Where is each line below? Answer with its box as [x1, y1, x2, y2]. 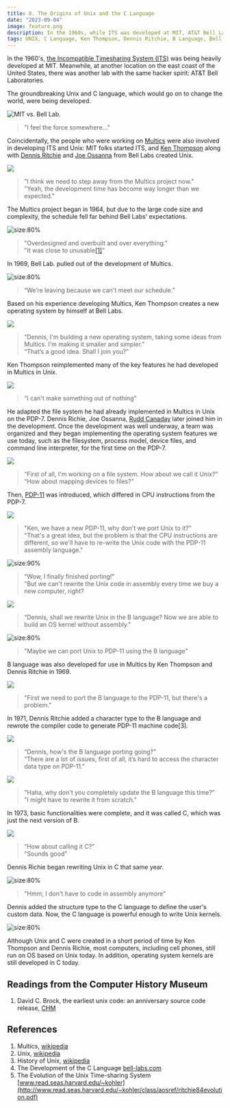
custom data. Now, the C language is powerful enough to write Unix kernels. [7, 910, 222, 919]
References [7, 1024, 57, 1035]
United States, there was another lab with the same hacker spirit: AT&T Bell [7, 69, 218, 77]
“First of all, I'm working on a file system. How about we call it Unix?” [23, 470, 218, 479]
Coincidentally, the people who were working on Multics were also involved [7, 136, 220, 145]
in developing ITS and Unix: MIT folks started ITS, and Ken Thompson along [7, 144, 221, 152]
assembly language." [23, 546, 84, 554]
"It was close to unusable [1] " [23, 246, 105, 254]
